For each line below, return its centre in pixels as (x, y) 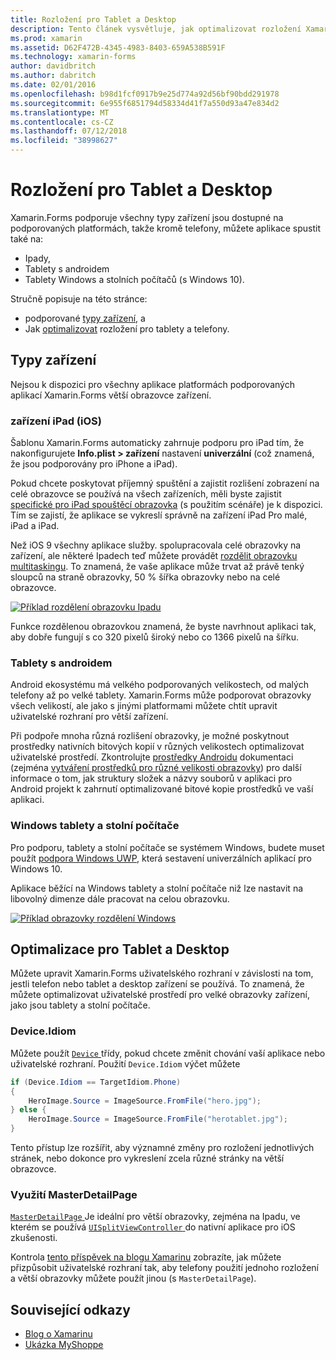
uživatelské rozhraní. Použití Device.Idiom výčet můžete (125, 1063)
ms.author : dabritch (53, 76)
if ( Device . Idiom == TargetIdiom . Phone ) (96, 1082)
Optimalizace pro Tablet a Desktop (120, 949)
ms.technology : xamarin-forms (73, 57)
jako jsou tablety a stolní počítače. (80, 1005)
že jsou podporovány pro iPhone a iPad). (94, 464)
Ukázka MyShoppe (64, 1345)
